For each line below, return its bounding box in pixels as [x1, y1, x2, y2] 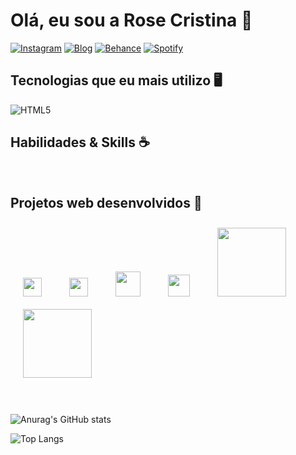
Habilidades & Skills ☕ [10, 134, 150, 151]
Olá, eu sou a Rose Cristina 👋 [10, 9, 253, 32]
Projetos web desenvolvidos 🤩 [10, 194, 203, 211]
